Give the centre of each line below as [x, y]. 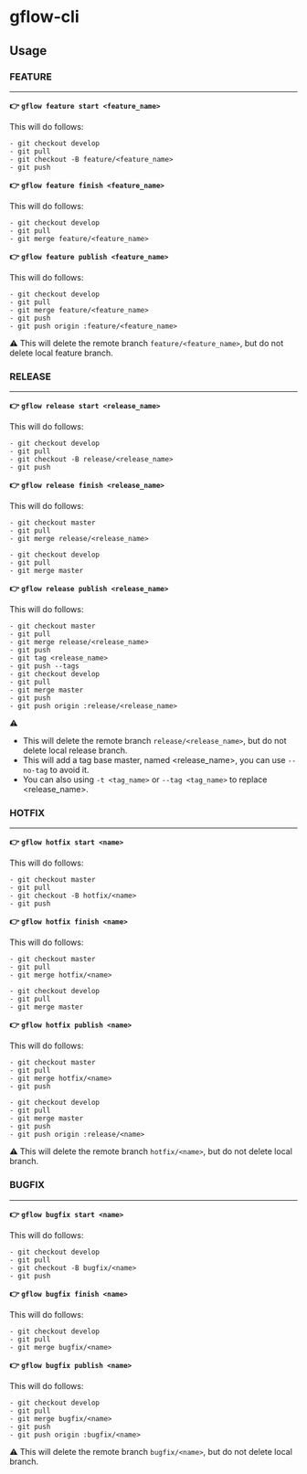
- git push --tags [44, 666]
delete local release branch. [75, 750]
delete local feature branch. [62, 353]
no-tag [35, 771]
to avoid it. [69, 770]
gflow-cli [44, 17]
